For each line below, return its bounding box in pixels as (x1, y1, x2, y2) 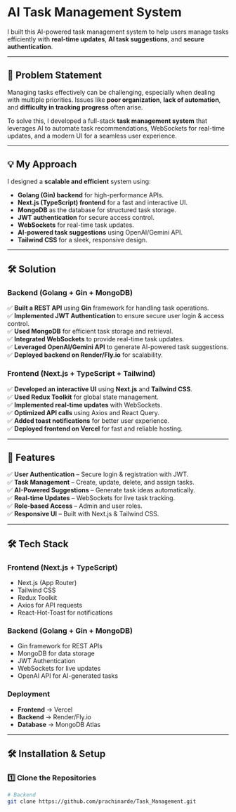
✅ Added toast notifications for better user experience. (7, 416, 170, 425)
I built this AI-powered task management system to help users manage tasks (7, 27, 229, 36)
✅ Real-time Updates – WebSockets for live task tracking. (7, 494, 176, 502)
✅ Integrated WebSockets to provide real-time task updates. (7, 335, 185, 343)
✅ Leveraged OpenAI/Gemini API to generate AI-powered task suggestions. (7, 343, 229, 351)
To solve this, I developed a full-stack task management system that (7, 117, 208, 125)
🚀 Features (7, 451, 55, 464)
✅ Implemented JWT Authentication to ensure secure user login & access (7, 312, 225, 320)
